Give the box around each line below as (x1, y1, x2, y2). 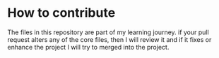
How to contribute (7, 5, 116, 21)
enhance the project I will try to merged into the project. (7, 43, 170, 51)
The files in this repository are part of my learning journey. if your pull (7, 28, 210, 36)
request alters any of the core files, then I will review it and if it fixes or (7, 35, 212, 43)
